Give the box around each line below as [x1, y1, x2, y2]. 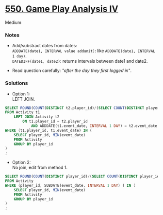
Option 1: [12, 91, 30, 97]
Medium [5, 19, 22, 25]
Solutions [5, 80, 28, 87]
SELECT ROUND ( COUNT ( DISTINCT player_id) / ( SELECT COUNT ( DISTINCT [5, 174, 138, 179]
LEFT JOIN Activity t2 [14, 114, 60, 120]
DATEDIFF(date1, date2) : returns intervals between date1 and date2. [12, 58, 148, 64]
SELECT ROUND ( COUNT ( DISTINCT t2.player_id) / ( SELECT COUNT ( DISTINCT [5, 106, 145, 110]
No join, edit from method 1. [12, 164, 68, 171]
